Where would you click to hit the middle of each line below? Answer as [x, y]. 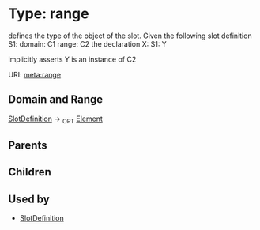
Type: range [49, 14]
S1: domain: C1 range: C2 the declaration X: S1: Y [88, 43]
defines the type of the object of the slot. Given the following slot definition [130, 36]
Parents [28, 145]
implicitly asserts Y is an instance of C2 [72, 59]
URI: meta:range [35, 74]
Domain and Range [56, 100]
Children [30, 172]
